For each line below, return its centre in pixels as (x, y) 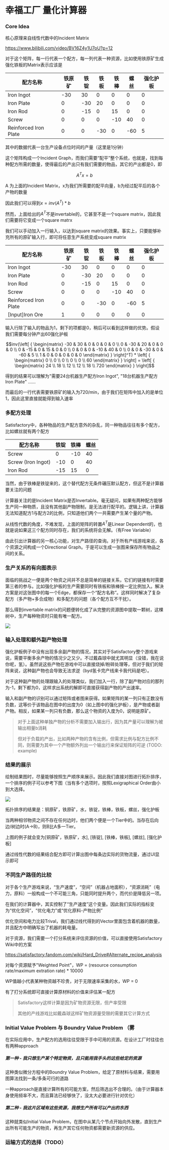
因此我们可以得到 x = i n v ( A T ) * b (38, 203)
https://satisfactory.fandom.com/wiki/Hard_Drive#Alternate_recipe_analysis (83, 955)
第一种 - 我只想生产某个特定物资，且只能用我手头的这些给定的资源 (73, 1058)
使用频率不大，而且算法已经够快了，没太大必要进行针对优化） (73, 1095)
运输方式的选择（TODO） (36, 1142)
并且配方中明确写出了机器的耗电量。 (43, 927)
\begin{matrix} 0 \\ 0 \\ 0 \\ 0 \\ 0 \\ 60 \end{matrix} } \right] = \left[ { (84, 360)
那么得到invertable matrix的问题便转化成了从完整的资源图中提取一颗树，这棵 (84, 610)
